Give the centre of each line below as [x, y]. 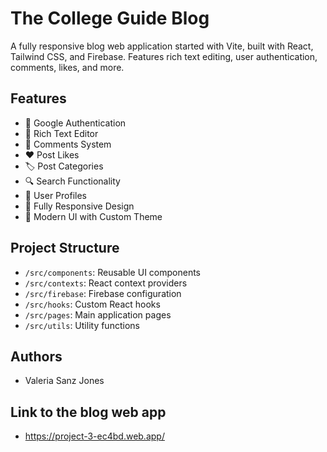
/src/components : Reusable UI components [112, 272]
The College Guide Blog [110, 18]
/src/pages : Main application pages [98, 314]
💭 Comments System [68, 144]
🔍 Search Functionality [72, 181]
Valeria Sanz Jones [64, 381]
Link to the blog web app [88, 412]
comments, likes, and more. [67, 67]
